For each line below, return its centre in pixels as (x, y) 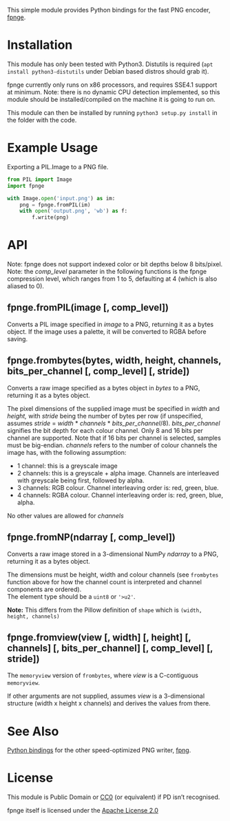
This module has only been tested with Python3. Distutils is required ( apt (110, 64)
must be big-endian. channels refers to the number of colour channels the (112, 445)
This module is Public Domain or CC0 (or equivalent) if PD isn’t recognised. (114, 797)
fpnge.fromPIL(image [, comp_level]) (88, 308)
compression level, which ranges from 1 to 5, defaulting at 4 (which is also (112, 279)
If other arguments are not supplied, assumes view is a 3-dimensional (106, 696)
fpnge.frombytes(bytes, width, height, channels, (114, 361)
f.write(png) (51, 217)
